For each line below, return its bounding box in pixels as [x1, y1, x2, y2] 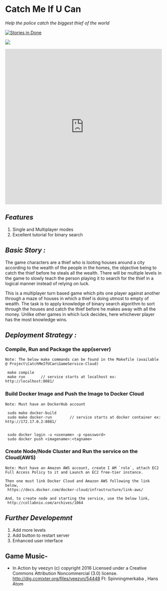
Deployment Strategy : [5, 331, 77, 339]
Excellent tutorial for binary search [12, 231, 83, 237]
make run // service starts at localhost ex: [7, 375, 117, 380]
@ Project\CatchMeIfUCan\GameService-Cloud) [5, 362, 99, 367]
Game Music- [5, 552, 48, 561]
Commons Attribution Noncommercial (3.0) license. [12, 571, 118, 577]
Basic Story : [5, 246, 46, 255]
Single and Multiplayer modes [12, 226, 74, 232]
